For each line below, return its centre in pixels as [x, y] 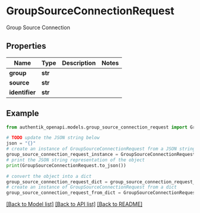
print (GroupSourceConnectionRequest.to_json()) [66, 165]
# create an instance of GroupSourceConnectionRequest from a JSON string [101, 149]
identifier [22, 92]
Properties [26, 46]
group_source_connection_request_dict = [57, 182]
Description [79, 62]
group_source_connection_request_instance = [62, 155]
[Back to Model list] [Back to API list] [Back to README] [74, 204]
